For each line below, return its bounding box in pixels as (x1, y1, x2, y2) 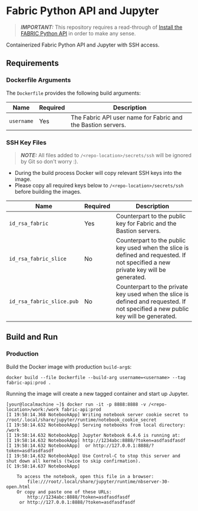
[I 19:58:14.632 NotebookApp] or (6, 443, 91, 449)
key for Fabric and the (115, 219, 177, 227)
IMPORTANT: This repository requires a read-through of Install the (20, 24, 183, 31)
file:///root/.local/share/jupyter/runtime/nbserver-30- (27, 479, 170, 485)
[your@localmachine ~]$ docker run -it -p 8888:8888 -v (6, 401, 146, 407)
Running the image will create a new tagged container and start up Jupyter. (6, 390, 189, 397)
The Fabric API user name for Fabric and (70, 113, 183, 121)
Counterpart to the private (115, 283, 189, 291)
